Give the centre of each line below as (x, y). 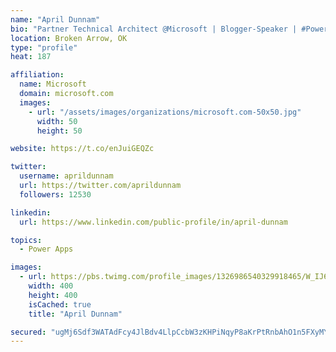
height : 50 (59, 131)
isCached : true (60, 304)
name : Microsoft (53, 84)
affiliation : (37, 75)
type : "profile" (44, 47)
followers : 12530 (55, 194)
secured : (28, 332)
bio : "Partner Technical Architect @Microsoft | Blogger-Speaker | (154, 29)
